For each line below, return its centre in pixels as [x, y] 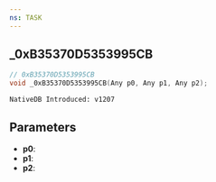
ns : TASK [26, 18]
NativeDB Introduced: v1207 [62, 100]
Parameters [43, 127]
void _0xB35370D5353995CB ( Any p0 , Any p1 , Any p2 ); [108, 83]
